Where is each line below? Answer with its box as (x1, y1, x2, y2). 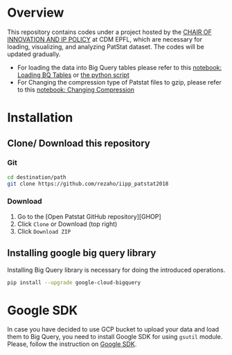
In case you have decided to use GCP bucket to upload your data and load (7, 325, 220, 334)
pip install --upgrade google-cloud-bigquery (7, 279, 141, 286)
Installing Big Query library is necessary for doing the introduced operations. (7, 266, 226, 274)
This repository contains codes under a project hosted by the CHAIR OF (7, 28, 213, 36)
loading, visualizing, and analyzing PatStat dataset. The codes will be (7, 42, 204, 51)
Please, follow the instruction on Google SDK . (7, 340, 137, 348)
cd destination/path (7, 173, 67, 181)
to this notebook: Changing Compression (17, 85, 135, 94)
